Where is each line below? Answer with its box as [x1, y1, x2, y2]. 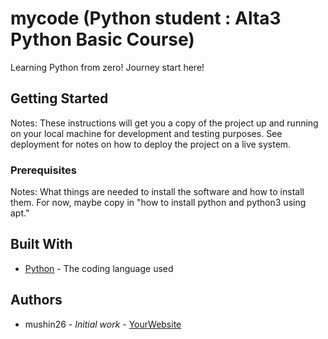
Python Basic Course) [10, 28, 195, 51]
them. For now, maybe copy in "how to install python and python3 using [10, 197, 307, 209]
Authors [10, 292, 63, 309]
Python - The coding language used [24, 262, 174, 274]
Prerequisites [10, 163, 77, 177]
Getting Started [10, 90, 109, 107]
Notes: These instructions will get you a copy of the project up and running [10, 117, 319, 129]
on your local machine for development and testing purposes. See [10, 127, 283, 139]
